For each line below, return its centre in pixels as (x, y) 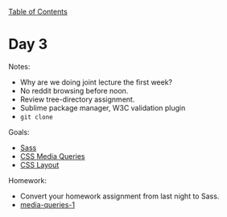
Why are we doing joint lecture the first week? (96, 82)
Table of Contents (38, 12)
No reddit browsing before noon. (74, 90)
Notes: (19, 66)
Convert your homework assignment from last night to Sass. (120, 196)
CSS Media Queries (52, 156)
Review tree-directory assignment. (77, 99)
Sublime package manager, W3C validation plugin (103, 107)
